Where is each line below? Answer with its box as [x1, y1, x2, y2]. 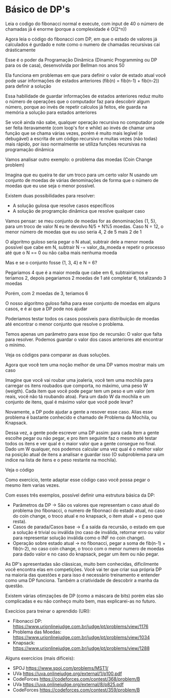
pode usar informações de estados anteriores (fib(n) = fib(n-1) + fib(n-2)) [5, 77, 160, 84]
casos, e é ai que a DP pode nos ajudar [5, 305, 88, 312]
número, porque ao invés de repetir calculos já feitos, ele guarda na [5, 104, 148, 110]
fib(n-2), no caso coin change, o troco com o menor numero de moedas [12, 545, 164, 551]
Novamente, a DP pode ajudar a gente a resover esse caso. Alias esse [5, 408, 153, 415]
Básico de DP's [5, 4, 70, 15]
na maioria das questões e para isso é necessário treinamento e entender [5, 571, 160, 578]
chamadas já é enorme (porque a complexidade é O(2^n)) [5, 26, 127, 32]
